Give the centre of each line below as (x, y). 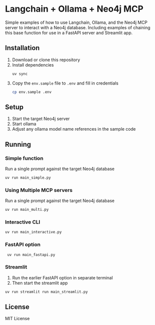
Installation (22, 48)
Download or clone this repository (46, 60)
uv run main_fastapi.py (31, 255)
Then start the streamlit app (40, 283)
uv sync (20, 74)
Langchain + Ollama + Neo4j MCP (74, 9)
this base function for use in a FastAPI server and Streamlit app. (69, 33)
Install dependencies (33, 65)
